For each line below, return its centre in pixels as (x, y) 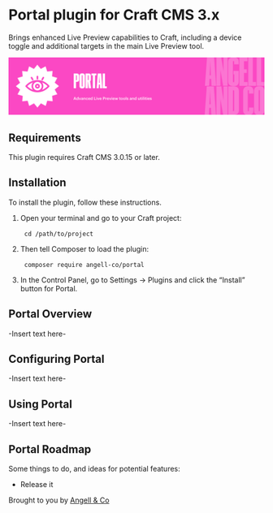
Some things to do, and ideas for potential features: (94, 469)
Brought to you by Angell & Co (59, 500)
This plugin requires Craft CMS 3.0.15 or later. (84, 157)
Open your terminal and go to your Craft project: (101, 218)
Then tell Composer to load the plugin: (84, 248)
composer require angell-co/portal (84, 265)
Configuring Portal (56, 359)
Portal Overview (50, 314)
